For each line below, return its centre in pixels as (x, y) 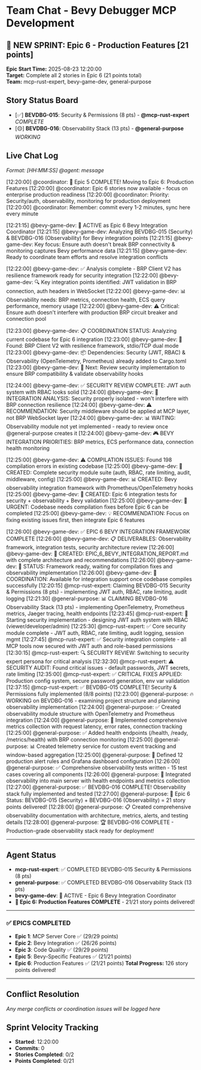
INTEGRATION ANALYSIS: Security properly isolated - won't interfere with (97, 398)
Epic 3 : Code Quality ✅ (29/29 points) (62, 950)
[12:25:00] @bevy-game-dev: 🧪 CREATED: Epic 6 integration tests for (92, 494)
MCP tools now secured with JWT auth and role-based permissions (90, 646)
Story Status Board (42, 100)
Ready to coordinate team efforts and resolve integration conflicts (87, 257)
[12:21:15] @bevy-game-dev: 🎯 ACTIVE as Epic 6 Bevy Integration (87, 225)
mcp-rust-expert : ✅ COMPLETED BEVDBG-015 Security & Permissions (103, 870)
